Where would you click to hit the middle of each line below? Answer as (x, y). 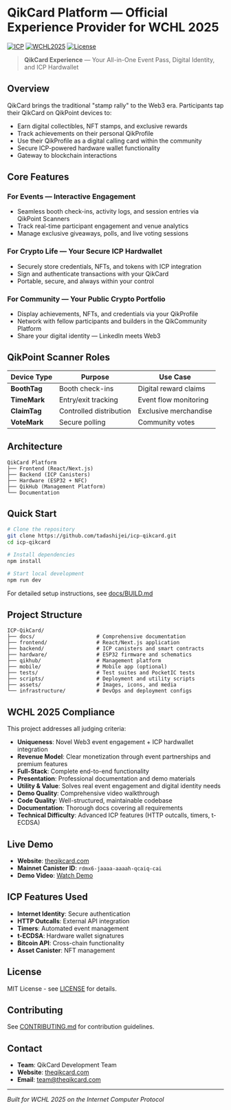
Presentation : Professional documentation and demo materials (106, 779)
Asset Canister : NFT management (66, 950)
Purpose (95, 377)
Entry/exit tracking (88, 400)
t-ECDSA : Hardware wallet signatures (70, 936)
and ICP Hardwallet (51, 67)
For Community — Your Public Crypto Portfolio (87, 299)
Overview (29, 89)
